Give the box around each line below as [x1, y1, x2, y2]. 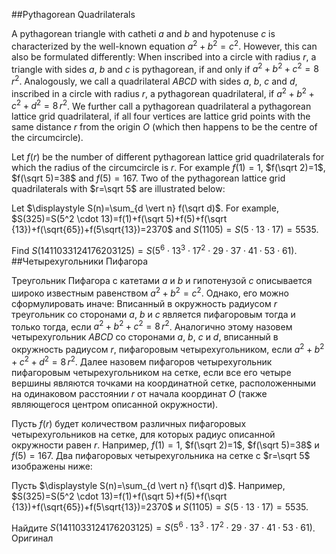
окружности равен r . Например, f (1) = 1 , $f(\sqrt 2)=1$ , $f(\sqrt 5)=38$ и [11, 439, 320, 451]
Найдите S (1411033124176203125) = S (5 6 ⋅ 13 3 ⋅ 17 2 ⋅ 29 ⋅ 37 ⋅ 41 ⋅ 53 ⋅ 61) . [11, 520, 316, 534]
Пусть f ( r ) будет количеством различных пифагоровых [11, 417, 247, 429]
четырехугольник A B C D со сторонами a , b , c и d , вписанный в [11, 331, 279, 343]
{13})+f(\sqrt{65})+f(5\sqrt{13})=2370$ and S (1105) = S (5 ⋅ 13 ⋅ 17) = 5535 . [11, 224, 319, 236]
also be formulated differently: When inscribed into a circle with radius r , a [11, 50, 317, 63]
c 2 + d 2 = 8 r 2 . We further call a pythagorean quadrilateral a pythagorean [11, 98, 312, 112]
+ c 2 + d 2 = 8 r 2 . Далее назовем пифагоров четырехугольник [11, 354, 273, 368]
